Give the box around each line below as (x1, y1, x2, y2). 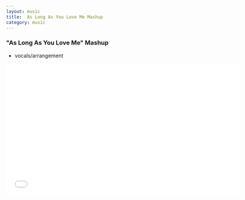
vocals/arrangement (14, 52, 64, 59)
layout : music (6, 8, 41, 15)
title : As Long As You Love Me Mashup (6, 14, 103, 20)
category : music (6, 19, 46, 25)
